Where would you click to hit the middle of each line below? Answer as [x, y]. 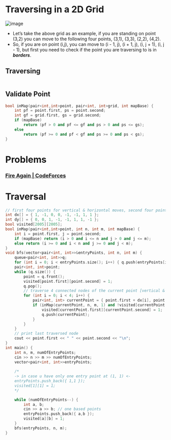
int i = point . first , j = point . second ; [58, 234]
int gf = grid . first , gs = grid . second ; [58, 115]
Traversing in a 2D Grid [55, 9]
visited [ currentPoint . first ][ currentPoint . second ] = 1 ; [102, 310]
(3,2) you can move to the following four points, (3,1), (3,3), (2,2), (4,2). [87, 39]
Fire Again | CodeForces [36, 176]
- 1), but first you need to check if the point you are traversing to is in [84, 50]
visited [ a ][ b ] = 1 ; [44, 419]
